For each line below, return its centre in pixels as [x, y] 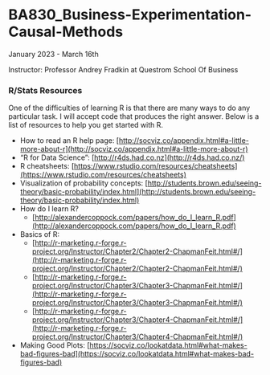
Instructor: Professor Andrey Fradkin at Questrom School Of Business [123, 69]
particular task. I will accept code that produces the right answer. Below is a [134, 116]
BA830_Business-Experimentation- [130, 15]
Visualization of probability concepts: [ [84, 183]
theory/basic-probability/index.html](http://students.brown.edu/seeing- [138, 192]
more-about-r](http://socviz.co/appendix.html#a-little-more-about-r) [134, 149]
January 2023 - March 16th [53, 54]
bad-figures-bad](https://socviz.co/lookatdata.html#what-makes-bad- [137, 354]
